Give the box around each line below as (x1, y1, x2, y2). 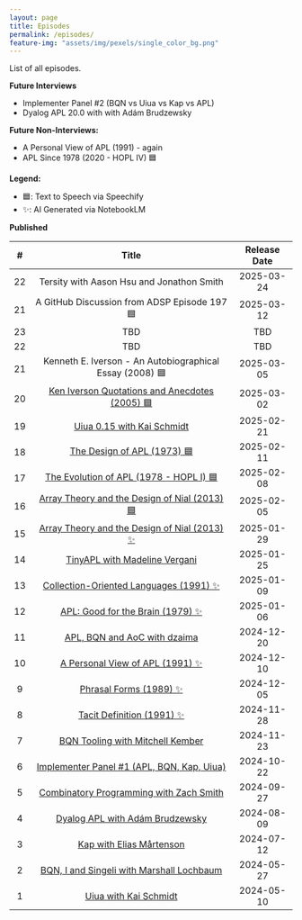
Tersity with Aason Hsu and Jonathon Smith (39, 275, 224, 288)
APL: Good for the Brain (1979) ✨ (59, 605, 203, 618)
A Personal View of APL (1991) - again (22, 142, 164, 153)
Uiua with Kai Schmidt (84, 890, 178, 903)
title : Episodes (9, 22, 70, 31)
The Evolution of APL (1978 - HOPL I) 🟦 (44, 470, 218, 483)
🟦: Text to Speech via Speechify (22, 191, 144, 203)
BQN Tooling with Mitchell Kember (58, 735, 204, 747)
